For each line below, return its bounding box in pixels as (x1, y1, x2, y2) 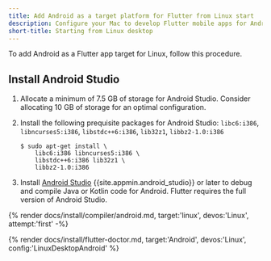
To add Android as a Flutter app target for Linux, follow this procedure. (8, 49, 243, 59)
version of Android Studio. (19, 195, 107, 204)
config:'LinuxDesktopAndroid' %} (8, 243, 119, 253)
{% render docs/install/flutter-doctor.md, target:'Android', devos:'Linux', (8, 235, 247, 245)
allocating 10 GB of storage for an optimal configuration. (19, 103, 206, 112)
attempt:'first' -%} (8, 219, 69, 229)
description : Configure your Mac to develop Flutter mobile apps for (8, 19, 248, 27)
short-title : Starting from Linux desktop (8, 27, 153, 35)
